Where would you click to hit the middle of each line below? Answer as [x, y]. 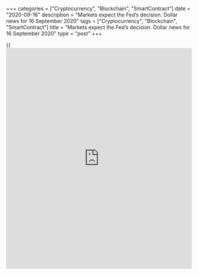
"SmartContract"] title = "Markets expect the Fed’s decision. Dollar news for [98, 27]
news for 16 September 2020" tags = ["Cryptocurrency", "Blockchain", [92, 21]
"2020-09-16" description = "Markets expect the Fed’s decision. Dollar [92, 15]
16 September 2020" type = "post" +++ [54, 34]
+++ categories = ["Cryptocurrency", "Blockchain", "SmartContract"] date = [98, 9]
